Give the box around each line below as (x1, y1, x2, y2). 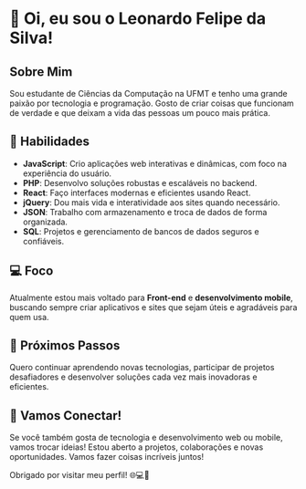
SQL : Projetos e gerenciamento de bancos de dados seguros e (22, 225, 259, 236)
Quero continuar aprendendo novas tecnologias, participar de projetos (9, 362, 275, 373)
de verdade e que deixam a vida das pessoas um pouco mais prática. (9, 108, 271, 118)
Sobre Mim (9, 64, 73, 79)
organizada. (22, 216, 69, 227)
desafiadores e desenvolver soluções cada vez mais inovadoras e (9, 371, 258, 382)
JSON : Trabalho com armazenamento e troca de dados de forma (22, 206, 268, 217)
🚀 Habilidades (9, 134, 90, 150)
